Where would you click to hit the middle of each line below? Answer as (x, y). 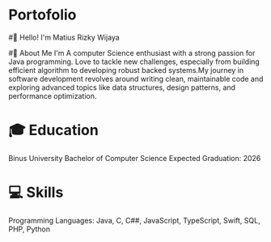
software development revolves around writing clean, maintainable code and (136, 79)
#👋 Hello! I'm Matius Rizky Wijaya (64, 37)
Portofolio (42, 15)
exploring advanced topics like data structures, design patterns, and (122, 87)
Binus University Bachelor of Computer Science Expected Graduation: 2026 (135, 158)
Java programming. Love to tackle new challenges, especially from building (134, 62)
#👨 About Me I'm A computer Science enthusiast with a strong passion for (132, 53)
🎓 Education (53, 130)
